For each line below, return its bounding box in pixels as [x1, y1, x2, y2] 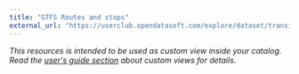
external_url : [9, 21, 62, 30]
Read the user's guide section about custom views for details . [9, 55, 237, 65]
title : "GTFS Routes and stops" [9, 12, 129, 22]
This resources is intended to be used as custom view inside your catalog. [9, 45, 282, 55]
